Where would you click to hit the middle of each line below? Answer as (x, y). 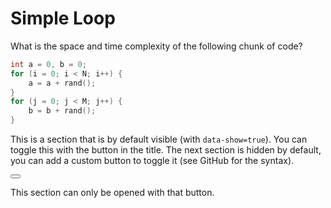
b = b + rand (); (62, 111)
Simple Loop (63, 18)
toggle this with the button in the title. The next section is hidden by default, (166, 150)
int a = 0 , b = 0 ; (48, 64)
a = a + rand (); (62, 83)
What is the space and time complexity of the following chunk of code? (156, 46)
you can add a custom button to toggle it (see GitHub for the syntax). (152, 161)
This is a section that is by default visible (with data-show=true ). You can (159, 139)
